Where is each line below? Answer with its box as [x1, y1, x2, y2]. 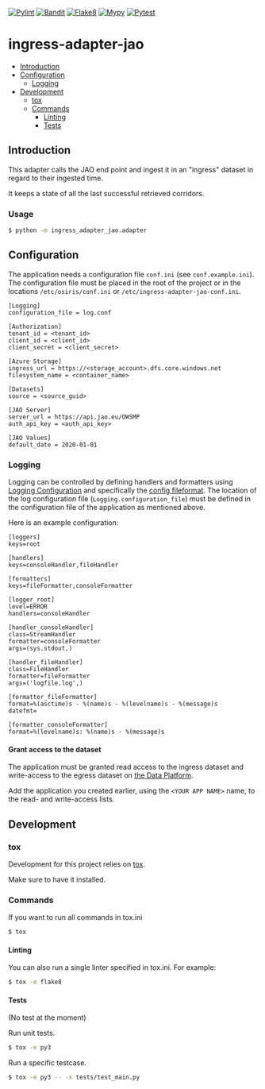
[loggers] [8, 533, 41, 542]
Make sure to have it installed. [8, 875, 106, 884]
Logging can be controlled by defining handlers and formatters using [8, 477, 233, 487]
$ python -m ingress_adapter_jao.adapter [8, 226, 148, 234]
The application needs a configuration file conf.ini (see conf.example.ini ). [8, 269, 255, 279]
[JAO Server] [8, 406, 52, 414]
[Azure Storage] [8, 357, 62, 365]
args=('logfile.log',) [8, 679, 83, 687]
